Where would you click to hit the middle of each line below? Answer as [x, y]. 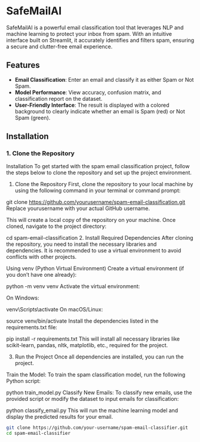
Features [23, 65]
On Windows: [23, 298]
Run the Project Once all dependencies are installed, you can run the [99, 357]
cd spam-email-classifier [38, 434]
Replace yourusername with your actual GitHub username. [78, 208]
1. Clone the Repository [40, 153]
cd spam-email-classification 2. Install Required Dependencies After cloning [100, 238]
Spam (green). [33, 118]
